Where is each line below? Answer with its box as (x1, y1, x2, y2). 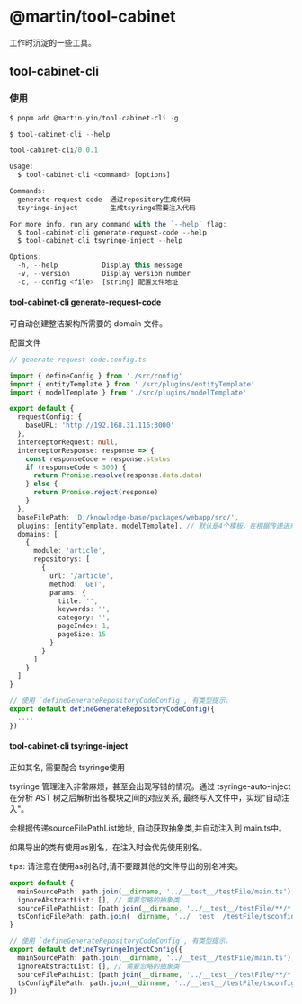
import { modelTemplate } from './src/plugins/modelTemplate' (9, 388, 247, 397)
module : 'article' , (32, 546, 106, 555)
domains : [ (17, 529, 58, 538)
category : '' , (57, 613, 111, 622)
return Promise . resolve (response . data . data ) (32, 471, 203, 480)
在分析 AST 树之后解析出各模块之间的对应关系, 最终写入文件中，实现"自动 (9, 792, 281, 803)
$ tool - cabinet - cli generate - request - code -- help (17, 227, 207, 237)
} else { (25, 479, 58, 489)
